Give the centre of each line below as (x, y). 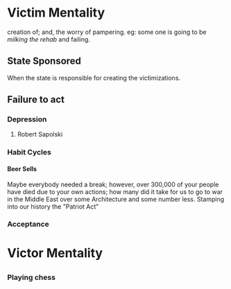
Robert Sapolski (40, 134)
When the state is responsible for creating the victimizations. (94, 78)
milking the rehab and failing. (49, 39)
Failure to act (36, 99)
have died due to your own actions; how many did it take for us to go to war (115, 191)
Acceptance (28, 225)
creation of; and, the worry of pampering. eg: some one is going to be (107, 32)
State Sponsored (44, 61)
